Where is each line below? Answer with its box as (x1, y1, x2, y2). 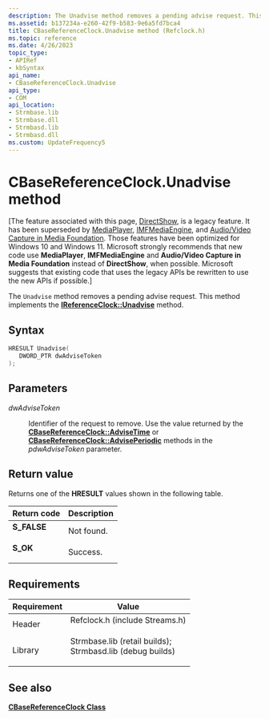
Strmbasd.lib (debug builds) (70, 646, 176, 657)
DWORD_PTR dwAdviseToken (18, 352, 102, 361)
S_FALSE (12, 521, 46, 532)
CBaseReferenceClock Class (8, 702, 106, 712)
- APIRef (8, 57, 38, 65)
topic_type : (8, 49, 48, 57)
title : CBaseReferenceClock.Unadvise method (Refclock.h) (8, 26, 206, 34)
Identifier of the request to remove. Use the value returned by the (28, 418, 244, 428)
